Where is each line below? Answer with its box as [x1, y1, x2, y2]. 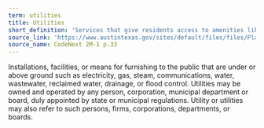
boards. [8, 112, 33, 122]
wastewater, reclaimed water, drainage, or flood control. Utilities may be [8, 79, 241, 89]
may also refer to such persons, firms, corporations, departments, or [8, 104, 230, 114]
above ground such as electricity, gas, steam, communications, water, [8, 71, 235, 80]
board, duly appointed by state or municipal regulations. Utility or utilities [8, 96, 244, 105]
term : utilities [8, 11, 61, 20]
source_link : [8, 33, 51, 42]
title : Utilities [8, 19, 65, 27]
